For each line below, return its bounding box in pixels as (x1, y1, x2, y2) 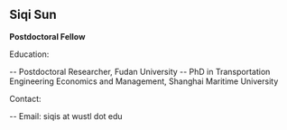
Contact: (9, 93, 42, 104)
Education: (9, 49, 50, 60)
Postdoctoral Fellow (9, 31, 86, 42)
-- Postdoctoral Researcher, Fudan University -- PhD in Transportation (9, 66, 271, 77)
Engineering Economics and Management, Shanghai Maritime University (9, 76, 279, 87)
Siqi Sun (9, 7, 57, 23)
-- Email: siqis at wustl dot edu (9, 110, 124, 121)
